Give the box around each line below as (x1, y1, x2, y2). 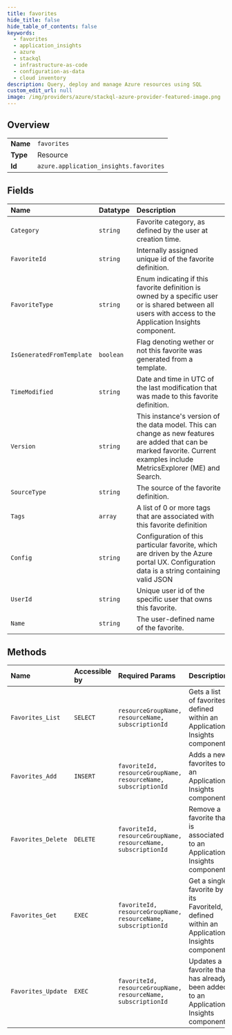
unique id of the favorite (136, 254, 214, 263)
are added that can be (136, 437, 209, 446)
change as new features (136, 428, 215, 438)
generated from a (136, 354, 193, 363)
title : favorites (7, 10, 57, 17)
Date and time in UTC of (136, 374, 215, 383)
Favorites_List (10, 714, 61, 722)
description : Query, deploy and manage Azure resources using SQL (7, 81, 202, 88)
